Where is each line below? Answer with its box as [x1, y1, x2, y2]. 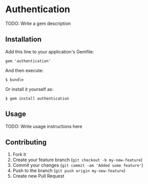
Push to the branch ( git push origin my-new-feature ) [12, 168, 126, 174]
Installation [5, 35, 42, 44]
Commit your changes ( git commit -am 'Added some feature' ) [12, 162, 143, 168]
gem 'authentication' [5, 58, 51, 64]
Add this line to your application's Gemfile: [5, 48, 94, 54]
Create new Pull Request [12, 173, 65, 179]
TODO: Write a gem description [5, 20, 71, 26]
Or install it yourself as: [5, 86, 53, 92]
